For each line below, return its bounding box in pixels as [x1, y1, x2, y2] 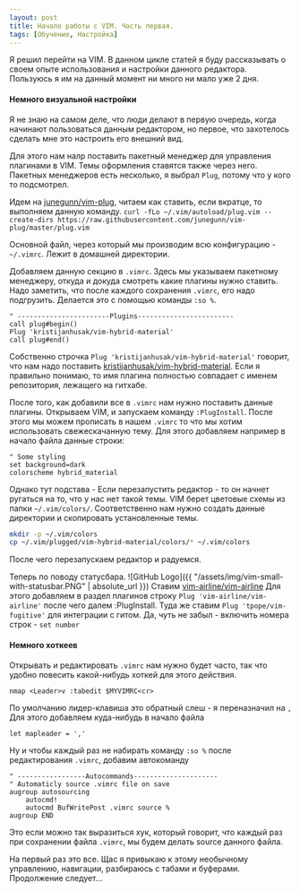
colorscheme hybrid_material [9, 468, 118, 477]
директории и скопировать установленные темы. [9, 512, 199, 523]
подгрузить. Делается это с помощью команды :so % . [9, 294, 217, 305]
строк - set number [9, 619, 81, 630]
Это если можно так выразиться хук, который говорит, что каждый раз [9, 827, 283, 837]
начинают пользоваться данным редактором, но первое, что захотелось [9, 123, 289, 134]
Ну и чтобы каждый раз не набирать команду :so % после [9, 745, 232, 756]
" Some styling [9, 452, 66, 462]
